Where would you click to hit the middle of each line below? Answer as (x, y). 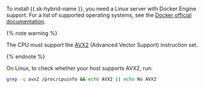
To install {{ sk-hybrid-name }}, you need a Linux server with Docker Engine (101, 9)
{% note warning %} (32, 33)
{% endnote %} (26, 56)
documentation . (26, 21)
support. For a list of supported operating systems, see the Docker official (99, 15)
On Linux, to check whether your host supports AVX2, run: (80, 68)
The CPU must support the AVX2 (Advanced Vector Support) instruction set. (102, 45)
